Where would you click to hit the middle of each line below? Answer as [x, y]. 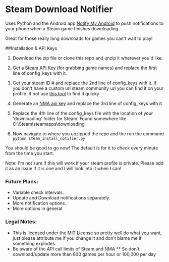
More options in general [37, 208]
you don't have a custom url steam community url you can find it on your [88, 88]
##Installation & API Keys [31, 48]
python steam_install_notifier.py [49, 138]
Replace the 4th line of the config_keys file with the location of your [83, 113]
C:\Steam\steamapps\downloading [48, 124]
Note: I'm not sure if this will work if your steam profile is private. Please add [84, 163]
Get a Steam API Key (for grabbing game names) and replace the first [85, 68]
